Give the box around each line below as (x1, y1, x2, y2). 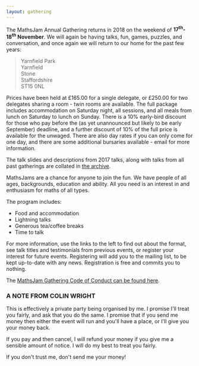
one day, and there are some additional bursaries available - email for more (6, 138, 190, 146)
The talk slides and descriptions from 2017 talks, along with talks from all (6, 156, 184, 163)
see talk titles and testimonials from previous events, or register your (6, 246, 174, 253)
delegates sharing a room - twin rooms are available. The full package (6, 100, 178, 108)
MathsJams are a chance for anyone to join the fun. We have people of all (6, 173, 187, 181)
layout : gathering (6, 8, 52, 15)
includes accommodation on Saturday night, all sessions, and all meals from (6, 106, 192, 113)
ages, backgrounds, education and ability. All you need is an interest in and (6, 180, 190, 187)
